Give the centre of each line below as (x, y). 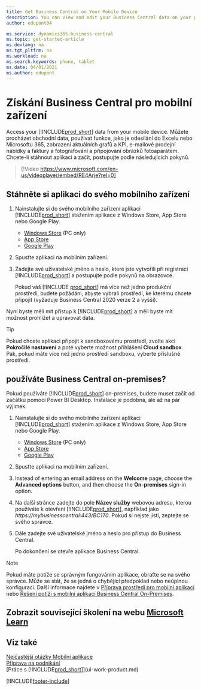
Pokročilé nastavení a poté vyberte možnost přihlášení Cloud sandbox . (95, 347)
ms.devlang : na (25, 45)
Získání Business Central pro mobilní (99, 102)
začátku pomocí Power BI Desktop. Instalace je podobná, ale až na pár (93, 400)
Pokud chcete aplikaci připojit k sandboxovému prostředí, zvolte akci (91, 341)
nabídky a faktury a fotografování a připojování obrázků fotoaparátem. (93, 151)
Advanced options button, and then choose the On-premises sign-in (100, 484)
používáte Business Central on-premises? (86, 379)
